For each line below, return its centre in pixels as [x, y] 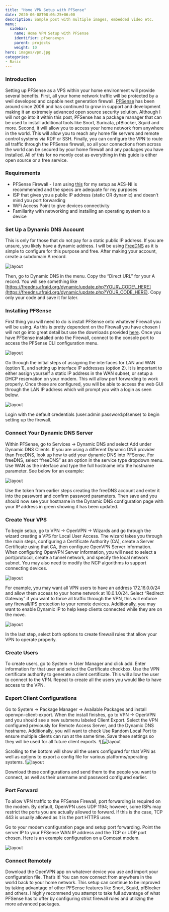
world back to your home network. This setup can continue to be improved [83, 883]
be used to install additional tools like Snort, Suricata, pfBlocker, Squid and [82, 122]
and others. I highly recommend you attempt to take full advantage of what [83, 893]
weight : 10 [26, 47]
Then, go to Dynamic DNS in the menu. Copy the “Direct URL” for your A [80, 276]
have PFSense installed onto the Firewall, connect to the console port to [80, 338]
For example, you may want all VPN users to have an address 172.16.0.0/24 [83, 588]
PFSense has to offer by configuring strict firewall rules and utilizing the [79, 899]
